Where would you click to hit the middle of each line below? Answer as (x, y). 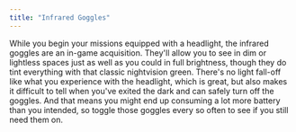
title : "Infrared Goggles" (60, 18)
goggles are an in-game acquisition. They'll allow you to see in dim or (138, 53)
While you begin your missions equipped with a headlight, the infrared (139, 43)
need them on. (36, 119)
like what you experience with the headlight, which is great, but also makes (148, 81)
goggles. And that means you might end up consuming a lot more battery (145, 101)
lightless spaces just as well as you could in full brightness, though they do (148, 62)
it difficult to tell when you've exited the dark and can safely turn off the (142, 91)
